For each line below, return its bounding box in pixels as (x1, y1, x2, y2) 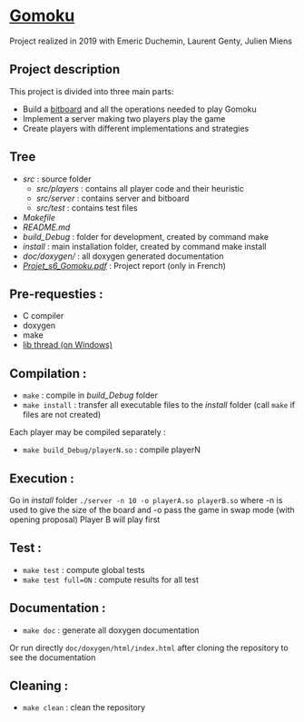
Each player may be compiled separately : (9, 427, 166, 438)
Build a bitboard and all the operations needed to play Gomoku (22, 104, 257, 114)
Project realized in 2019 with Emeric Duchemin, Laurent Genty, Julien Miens (9, 35, 293, 46)
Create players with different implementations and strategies (22, 123, 250, 134)
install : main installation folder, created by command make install (22, 241, 267, 252)
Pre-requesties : (9, 286, 103, 302)
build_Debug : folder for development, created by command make (22, 231, 270, 242)
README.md (22, 222, 71, 232)
